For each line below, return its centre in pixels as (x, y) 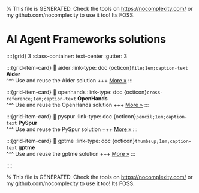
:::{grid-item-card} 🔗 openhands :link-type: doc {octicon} (77, 92)
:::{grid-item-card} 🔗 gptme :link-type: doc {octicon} (71, 141)
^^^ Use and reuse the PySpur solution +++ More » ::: (72, 129)
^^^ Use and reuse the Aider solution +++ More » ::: (70, 80)
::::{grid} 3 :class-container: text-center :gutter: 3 (67, 56)
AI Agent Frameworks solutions (86, 39)
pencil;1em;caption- (162, 117)
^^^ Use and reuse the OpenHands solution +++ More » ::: (78, 105)
